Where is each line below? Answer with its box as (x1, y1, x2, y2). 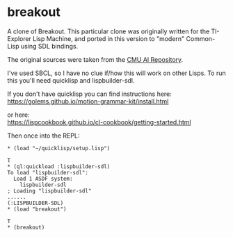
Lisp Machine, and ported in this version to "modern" (32, 34, 185, 42)
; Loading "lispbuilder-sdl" (7, 187, 92, 195)
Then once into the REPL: (7, 131, 80, 140)
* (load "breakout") (7, 206, 67, 213)
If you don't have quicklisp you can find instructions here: (7, 90, 172, 98)
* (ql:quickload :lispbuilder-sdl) (7, 163, 111, 170)
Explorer (7, 34, 31, 42)
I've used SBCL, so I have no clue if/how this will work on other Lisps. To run (7, 69, 226, 77)
